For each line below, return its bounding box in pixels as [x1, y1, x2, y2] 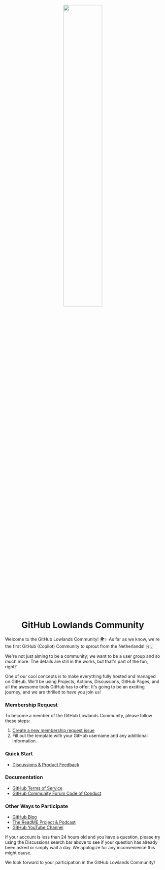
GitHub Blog [12, 814, 37, 820]
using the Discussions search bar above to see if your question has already [5, 839, 158, 845]
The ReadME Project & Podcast [12, 819, 76, 825]
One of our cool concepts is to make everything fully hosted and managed [5, 673, 156, 679]
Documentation [5, 774, 43, 781]
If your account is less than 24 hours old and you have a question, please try [5, 834, 161, 840]
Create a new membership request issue [12, 728, 95, 733]
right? [5, 663, 17, 670]
